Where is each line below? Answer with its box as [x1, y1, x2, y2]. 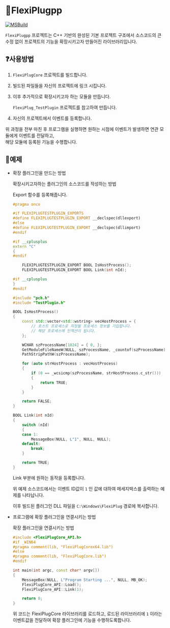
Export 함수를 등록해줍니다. [12, 191, 68, 197]
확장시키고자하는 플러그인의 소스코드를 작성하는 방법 [12, 181, 117, 187]
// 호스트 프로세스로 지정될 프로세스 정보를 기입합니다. [31, 324, 132, 329]
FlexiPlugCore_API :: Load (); [22, 582, 81, 587]
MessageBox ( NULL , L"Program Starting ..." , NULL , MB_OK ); [22, 577, 148, 582]
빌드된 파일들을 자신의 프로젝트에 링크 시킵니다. [12, 82, 107, 88]
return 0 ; [22, 596, 43, 601]
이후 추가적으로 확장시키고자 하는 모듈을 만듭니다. [12, 93, 111, 99]
